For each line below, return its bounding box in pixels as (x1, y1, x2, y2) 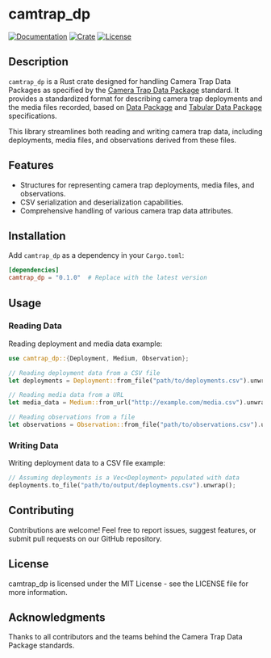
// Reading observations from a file (8, 413, 135, 421)
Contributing (8, 504, 74, 517)
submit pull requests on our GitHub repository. (8, 534, 163, 543)
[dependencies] (8, 266, 60, 275)
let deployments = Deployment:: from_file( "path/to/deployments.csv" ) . (8, 377, 251, 385)
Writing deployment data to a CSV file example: (8, 458, 165, 468)
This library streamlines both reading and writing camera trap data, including (8, 126, 263, 136)
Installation (8, 229, 66, 243)
